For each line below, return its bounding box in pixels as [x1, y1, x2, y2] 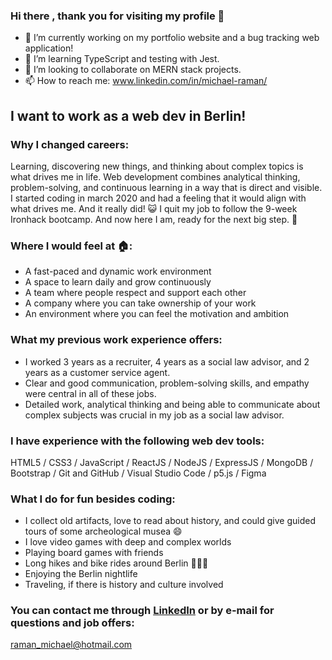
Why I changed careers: [10, 137, 130, 151]
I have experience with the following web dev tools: [10, 434, 265, 448]
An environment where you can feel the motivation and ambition [24, 308, 290, 320]
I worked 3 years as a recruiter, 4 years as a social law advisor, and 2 [24, 355, 310, 368]
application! [24, 42, 74, 54]
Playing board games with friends [24, 547, 164, 559]
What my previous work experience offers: [10, 333, 223, 347]
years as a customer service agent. [24, 366, 171, 378]
